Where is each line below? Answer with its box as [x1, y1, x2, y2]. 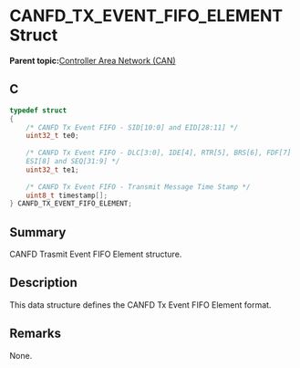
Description [9, 275, 78, 290]
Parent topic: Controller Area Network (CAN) [9, 55, 176, 66]
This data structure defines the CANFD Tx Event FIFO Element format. [9, 299, 272, 310]
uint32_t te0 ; [26, 131, 79, 141]
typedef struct [9, 106, 67, 115]
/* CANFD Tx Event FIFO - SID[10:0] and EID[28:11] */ [26, 122, 239, 132]
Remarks [9, 326, 62, 342]
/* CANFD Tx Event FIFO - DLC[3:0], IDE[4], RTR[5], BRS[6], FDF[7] [26, 148, 292, 158]
